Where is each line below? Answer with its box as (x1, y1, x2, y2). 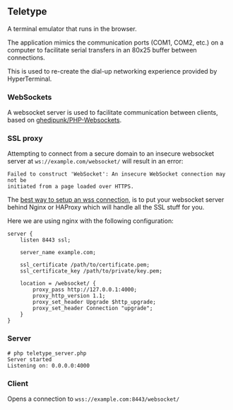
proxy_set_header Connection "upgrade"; (32, 304, 153, 312)
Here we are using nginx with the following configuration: (7, 217, 174, 225)
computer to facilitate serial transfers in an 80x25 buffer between (7, 45, 198, 54)
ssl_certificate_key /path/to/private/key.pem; (20, 268, 162, 275)
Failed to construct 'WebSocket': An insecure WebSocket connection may (7, 171, 226, 178)
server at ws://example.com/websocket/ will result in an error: (7, 157, 184, 166)
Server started (7, 355, 52, 363)
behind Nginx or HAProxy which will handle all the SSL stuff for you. (7, 203, 205, 212)
